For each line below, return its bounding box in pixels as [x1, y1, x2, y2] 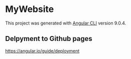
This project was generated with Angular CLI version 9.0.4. [5, 20, 126, 26]
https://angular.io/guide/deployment [5, 47, 80, 53]
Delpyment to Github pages [5, 34, 92, 43]
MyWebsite [5, 3, 54, 15]
